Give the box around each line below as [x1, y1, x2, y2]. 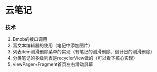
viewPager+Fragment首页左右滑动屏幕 [12, 61, 93, 67]
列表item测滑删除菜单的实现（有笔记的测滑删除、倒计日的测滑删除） [12, 49, 155, 55]
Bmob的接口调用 [12, 36, 48, 42]
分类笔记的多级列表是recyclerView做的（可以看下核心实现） [12, 55, 138, 61]
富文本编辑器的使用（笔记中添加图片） [12, 42, 93, 48]
